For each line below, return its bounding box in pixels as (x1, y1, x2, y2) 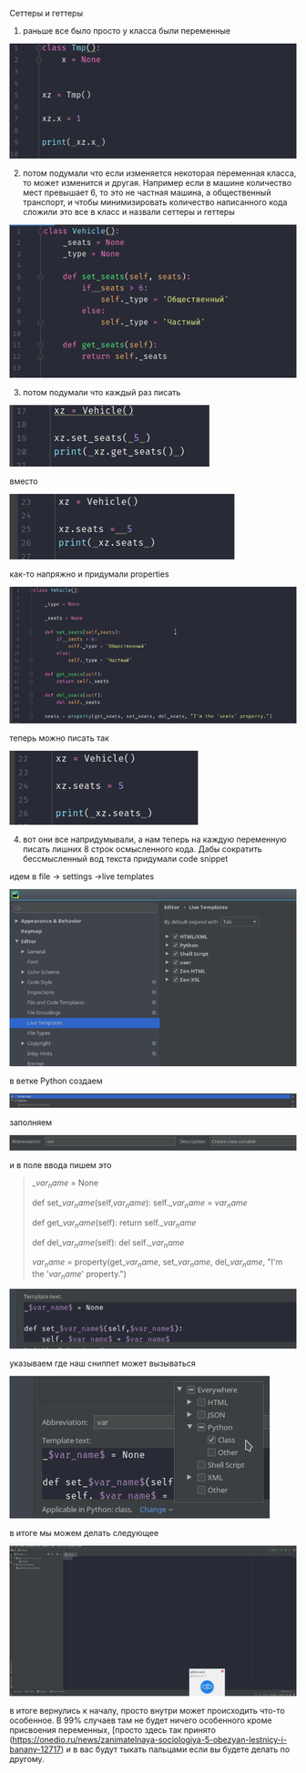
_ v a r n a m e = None (31, 1177, 99, 1190)
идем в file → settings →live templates (9, 870, 155, 882)
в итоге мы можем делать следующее (9, 1528, 159, 1539)
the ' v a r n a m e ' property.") (31, 1268, 127, 1281)
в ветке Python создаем (9, 1075, 103, 1087)
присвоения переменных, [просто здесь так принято (9, 1725, 217, 1736)
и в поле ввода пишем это (9, 1160, 112, 1171)
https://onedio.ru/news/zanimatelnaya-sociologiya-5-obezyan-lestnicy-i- (12, 1735, 288, 1746)
